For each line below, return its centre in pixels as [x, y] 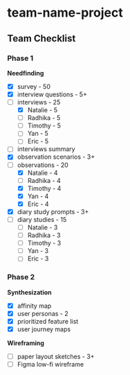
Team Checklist [41, 38]
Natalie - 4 [43, 173]
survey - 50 [34, 86]
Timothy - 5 [44, 125]
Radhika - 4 [44, 180]
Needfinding [26, 73]
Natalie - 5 [43, 110]
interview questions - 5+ [52, 94]
